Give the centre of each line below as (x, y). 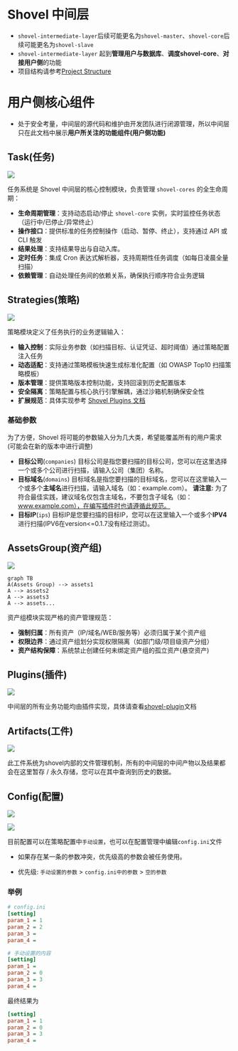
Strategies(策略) (44, 300)
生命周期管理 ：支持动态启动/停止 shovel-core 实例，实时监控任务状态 (119, 213)
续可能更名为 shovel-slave (55, 44)
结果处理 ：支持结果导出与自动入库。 (71, 248)
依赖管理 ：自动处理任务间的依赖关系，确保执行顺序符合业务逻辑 (111, 275)
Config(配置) (36, 797)
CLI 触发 (30, 240)
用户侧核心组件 (51, 103)
